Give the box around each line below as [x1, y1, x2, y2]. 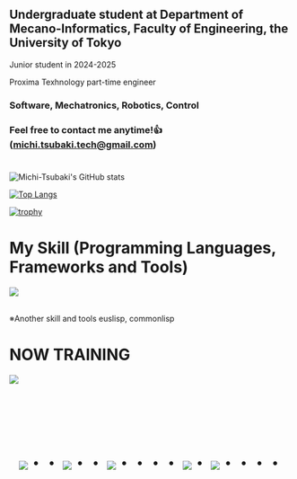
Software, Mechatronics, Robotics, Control [9, 99, 199, 111]
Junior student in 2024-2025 [9, 58, 117, 70]
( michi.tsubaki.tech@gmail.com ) [9, 138, 157, 151]
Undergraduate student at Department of [9, 7, 244, 22]
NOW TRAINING [9, 344, 131, 365]
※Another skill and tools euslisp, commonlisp [9, 313, 175, 324]
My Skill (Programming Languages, [9, 238, 276, 259]
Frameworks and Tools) [9, 257, 188, 278]
